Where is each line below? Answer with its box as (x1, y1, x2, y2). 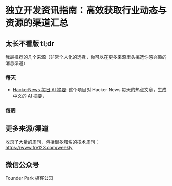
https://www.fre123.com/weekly (5, 145, 73, 151)
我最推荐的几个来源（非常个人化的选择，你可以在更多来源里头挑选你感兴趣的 (5, 54, 167, 60)
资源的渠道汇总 (5, 17, 69, 29)
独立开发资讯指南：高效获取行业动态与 (5, 5, 167, 16)
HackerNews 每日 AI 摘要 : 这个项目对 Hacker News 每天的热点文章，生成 (12, 87, 167, 93)
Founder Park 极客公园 (5, 175, 53, 181)
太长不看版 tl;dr (5, 39, 55, 48)
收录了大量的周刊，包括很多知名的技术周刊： (5, 139, 100, 145)
